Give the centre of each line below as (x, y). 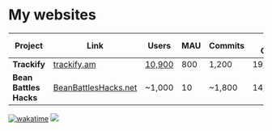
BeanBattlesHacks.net (95, 87)
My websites (53, 15)
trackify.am (74, 64)
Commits (227, 45)
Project (29, 45)
